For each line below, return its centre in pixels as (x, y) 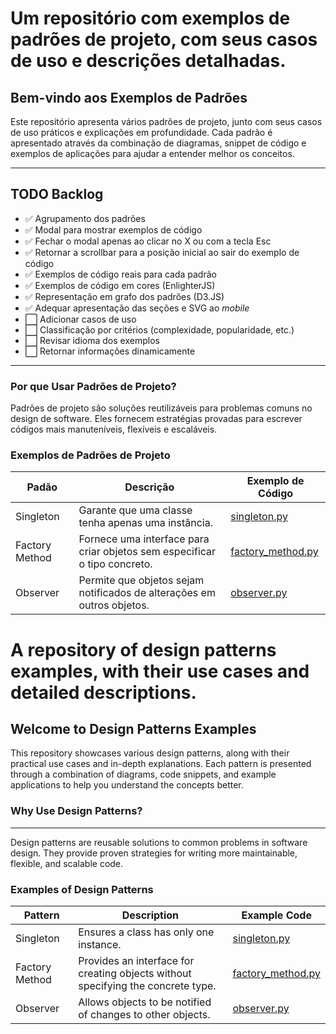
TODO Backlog (57, 194)
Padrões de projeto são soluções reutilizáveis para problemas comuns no (161, 408)
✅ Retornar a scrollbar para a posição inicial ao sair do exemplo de (162, 252)
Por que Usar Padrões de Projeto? (93, 386)
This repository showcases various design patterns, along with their (150, 753)
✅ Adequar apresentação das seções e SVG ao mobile (137, 308)
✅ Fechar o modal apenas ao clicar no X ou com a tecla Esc (148, 241)
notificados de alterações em (147, 593)
